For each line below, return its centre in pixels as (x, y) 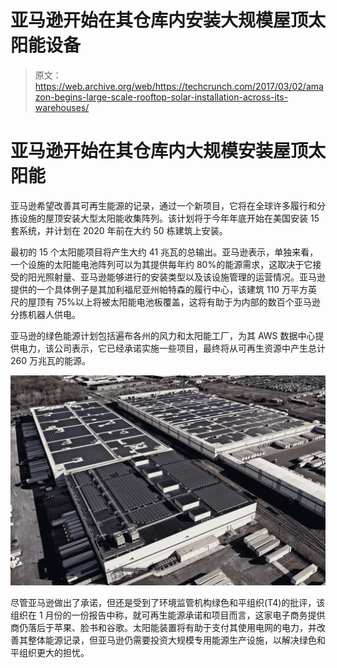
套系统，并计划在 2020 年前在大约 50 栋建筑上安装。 (119, 230)
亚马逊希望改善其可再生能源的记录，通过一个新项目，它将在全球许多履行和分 (168, 205)
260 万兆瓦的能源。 (50, 360)
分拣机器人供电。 (45, 314)
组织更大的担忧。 (54, 652)
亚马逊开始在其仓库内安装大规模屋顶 (159, 20)
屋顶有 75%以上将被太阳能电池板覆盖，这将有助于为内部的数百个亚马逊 (174, 302)
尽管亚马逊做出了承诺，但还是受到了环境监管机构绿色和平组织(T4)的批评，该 (168, 602)
